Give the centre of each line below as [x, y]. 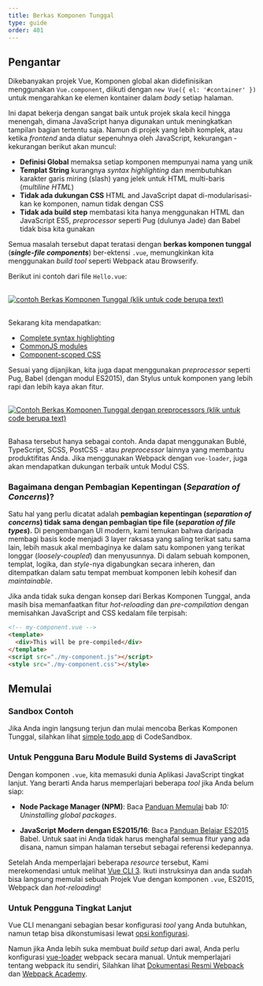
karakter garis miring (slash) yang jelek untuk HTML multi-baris [122, 179]
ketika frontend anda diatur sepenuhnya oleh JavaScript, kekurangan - [123, 138]
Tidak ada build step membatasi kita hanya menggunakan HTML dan [132, 212]
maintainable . [30, 581]
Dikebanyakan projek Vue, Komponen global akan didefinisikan [110, 81]
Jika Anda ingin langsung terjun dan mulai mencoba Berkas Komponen [123, 728]
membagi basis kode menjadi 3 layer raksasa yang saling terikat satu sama [130, 539]
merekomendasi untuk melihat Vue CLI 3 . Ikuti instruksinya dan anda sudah [130, 870]
